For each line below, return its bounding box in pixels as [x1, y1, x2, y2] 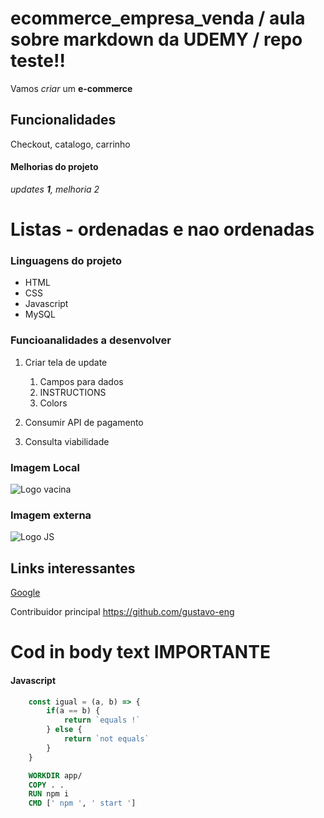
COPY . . [28, 780, 65, 790]
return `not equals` [63, 734, 150, 744]
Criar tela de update [24, 356, 108, 368]
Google [10, 587, 41, 599]
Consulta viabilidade [24, 435, 110, 447]
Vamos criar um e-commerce [10, 82, 133, 94]
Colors [39, 397, 68, 409]
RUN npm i [28, 789, 70, 799]
